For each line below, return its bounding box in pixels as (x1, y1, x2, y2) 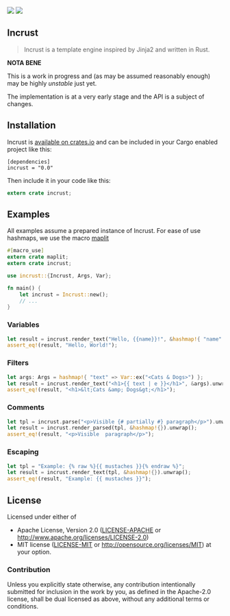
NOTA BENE (7, 58, 42, 66)
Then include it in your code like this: (7, 176, 111, 184)
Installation (7, 120, 56, 132)
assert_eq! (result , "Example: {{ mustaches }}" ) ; (7, 476, 152, 482)
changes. (7, 99, 34, 108)
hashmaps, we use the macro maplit (7, 234, 110, 243)
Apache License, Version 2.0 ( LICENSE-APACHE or (16, 526, 162, 534)
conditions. (7, 602, 39, 611)
